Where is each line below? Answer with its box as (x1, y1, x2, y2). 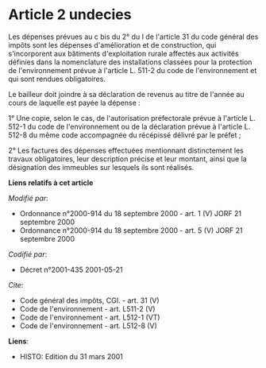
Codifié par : (8, 249, 48, 259)
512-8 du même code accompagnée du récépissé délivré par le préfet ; (8, 130, 241, 140)
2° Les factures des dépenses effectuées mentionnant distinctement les (8, 145, 244, 155)
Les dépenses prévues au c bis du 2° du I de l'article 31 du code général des (8, 32, 259, 41)
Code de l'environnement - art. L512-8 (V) (19, 320, 157, 331)
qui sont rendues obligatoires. (8, 74, 106, 83)
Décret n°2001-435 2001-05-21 (19, 265, 123, 274)
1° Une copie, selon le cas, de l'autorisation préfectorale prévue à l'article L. (8, 113, 256, 122)
